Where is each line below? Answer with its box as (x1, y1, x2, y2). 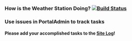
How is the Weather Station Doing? (4, 5, 91, 12)
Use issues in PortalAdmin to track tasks (4, 18, 105, 25)
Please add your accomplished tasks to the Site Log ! (4, 30, 116, 37)
